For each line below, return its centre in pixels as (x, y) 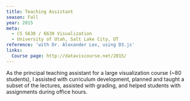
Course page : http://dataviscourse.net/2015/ (69, 56)
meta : (13, 28)
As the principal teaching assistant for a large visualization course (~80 (94, 72)
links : (14, 50)
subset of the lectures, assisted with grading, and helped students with (94, 85)
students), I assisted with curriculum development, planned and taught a (95, 79)
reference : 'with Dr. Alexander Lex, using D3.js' (71, 45)
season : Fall (22, 17)
